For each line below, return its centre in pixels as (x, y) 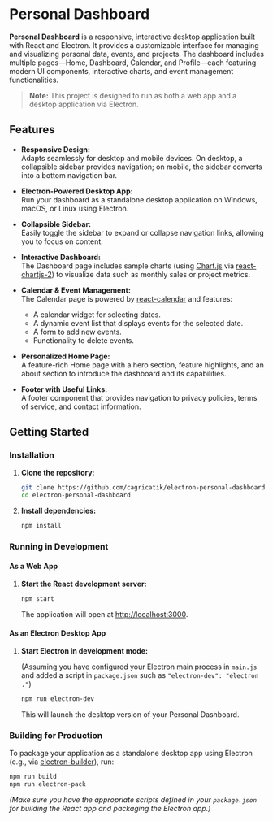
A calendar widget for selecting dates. (97, 315)
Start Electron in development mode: (84, 651)
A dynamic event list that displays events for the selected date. (138, 323)
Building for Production (56, 736)
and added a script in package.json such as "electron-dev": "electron (140, 675)
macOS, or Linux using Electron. (75, 208)
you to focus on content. (62, 241)
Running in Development (59, 546)
